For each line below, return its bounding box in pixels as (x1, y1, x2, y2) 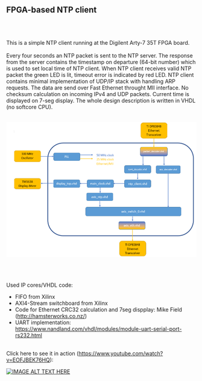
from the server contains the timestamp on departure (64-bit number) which (6, 58, 196, 65)
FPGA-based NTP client (6, 5, 97, 15)
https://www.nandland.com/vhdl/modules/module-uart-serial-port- (14, 325, 182, 332)
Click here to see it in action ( (6, 350, 79, 357)
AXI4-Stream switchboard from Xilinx (14, 299, 109, 307)
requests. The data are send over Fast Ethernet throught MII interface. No (6, 84, 189, 91)
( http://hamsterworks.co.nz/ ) (14, 312, 87, 319)
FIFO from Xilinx (14, 293, 55, 300)
